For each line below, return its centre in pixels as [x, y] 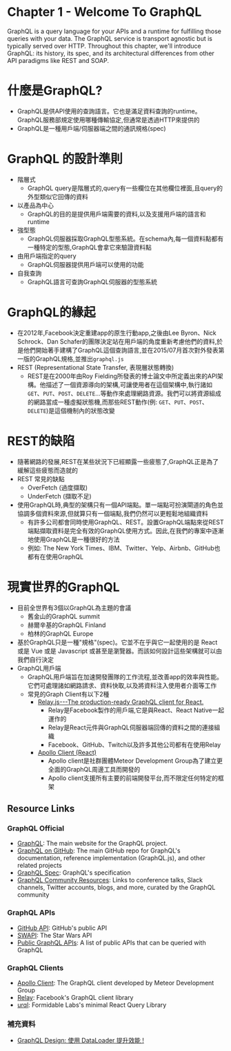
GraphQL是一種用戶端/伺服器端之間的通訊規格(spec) [92, 128]
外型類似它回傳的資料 [58, 196]
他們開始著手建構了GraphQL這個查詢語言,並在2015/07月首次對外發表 [121, 350]
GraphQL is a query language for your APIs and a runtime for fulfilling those [114, 31]
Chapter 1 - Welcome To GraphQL [104, 12]
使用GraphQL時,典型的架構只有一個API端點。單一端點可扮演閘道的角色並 [120, 505]
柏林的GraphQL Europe [60, 633]
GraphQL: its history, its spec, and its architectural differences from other [111, 53]
